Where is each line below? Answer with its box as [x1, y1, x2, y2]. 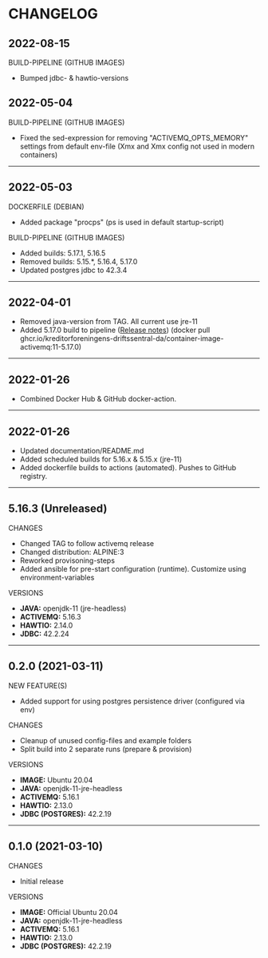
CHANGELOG [8, 5, 98, 23]
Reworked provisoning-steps [19, 556, 116, 565]
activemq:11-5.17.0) [19, 342, 82, 352]
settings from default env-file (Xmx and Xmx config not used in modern [19, 141, 255, 151]
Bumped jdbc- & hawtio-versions [19, 73, 129, 82]
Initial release [19, 876, 64, 886]
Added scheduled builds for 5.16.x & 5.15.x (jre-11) [19, 454, 183, 464]
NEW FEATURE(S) [8, 680, 68, 691]
